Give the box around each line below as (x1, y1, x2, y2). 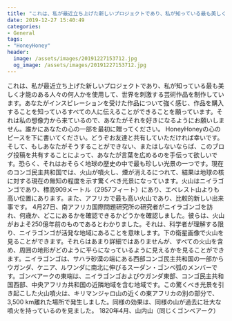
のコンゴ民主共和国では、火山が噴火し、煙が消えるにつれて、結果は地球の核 (7, 167, 224, 176)
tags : (7, 36, 23, 43)
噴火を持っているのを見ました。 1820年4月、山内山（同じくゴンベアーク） (7, 306, 220, 315)
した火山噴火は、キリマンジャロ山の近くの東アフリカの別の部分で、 (25, 288, 219, 297)
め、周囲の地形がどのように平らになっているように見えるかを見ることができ (7, 246, 224, 254)
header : (7, 49, 30, 56)
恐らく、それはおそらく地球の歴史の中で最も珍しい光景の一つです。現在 (18, 159, 224, 167)
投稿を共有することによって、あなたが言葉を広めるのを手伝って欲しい (12, 150, 212, 159)
